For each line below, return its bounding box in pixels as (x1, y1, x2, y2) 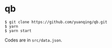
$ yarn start (4, 28, 32, 33)
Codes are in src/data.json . (4, 37, 63, 43)
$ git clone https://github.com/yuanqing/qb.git (4, 19, 108, 24)
